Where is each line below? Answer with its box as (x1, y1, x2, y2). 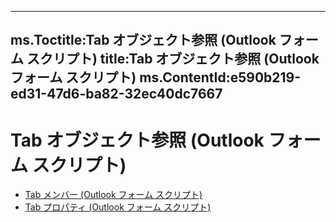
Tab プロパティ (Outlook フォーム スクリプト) (24, 201, 212, 213)
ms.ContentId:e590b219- (139, 69, 302, 86)
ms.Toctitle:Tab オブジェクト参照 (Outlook (10, 32, 277, 49)
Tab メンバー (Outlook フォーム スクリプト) (24, 189, 203, 201)
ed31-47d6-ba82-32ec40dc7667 (10, 86, 223, 103)
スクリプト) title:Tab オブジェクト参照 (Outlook (26, 51, 320, 68)
